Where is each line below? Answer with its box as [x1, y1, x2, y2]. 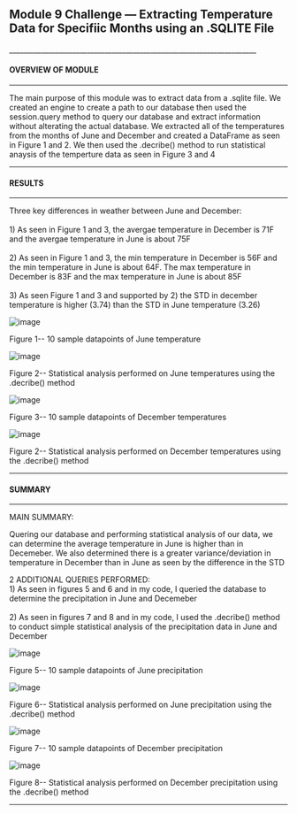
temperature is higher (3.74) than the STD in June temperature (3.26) [9, 300, 261, 311]
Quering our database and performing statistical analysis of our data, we [9, 529, 274, 540]
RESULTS [9, 177, 44, 188]
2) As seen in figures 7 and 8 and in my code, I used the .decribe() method [9, 612, 281, 623]
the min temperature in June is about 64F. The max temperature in [9, 262, 252, 273]
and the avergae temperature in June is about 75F [9, 234, 192, 244]
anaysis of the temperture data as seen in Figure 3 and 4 [9, 150, 216, 160]
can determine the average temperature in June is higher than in [9, 539, 244, 549]
